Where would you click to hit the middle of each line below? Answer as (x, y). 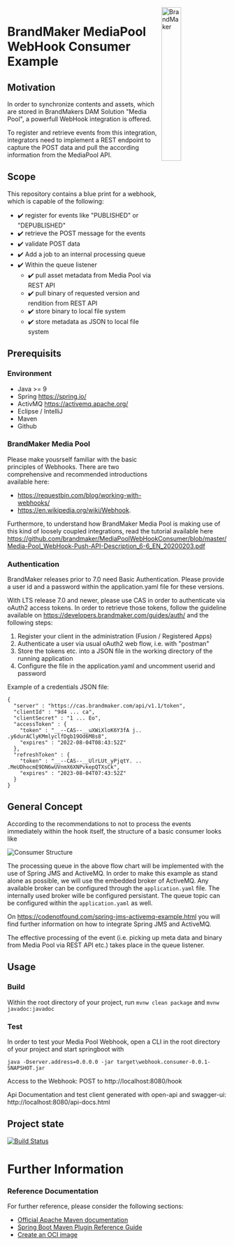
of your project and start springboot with (66, 1049)
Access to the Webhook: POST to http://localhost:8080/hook (95, 1081)
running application (45, 659)
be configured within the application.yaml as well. (80, 903)
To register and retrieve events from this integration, (82, 133)
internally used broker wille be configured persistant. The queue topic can (114, 895)
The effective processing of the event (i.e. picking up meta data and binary (115, 937)
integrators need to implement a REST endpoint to (79, 140)
